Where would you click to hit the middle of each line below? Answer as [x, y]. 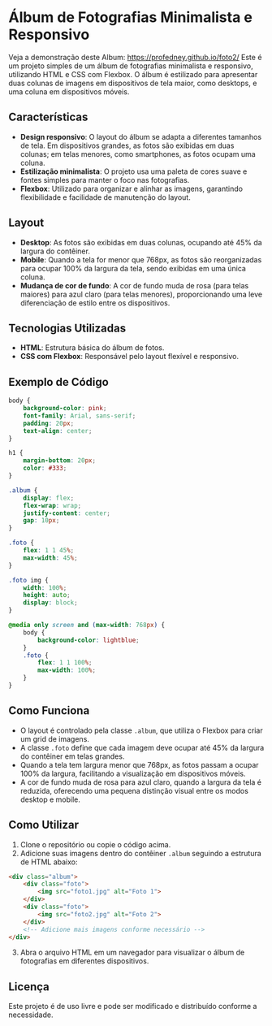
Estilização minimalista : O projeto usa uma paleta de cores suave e [134, 171]
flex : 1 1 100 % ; [65, 663]
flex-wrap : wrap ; [52, 505]
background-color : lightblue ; [89, 640]
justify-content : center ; [67, 513]
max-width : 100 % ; [67, 670]
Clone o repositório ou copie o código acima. [95, 844]
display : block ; [51, 603]
